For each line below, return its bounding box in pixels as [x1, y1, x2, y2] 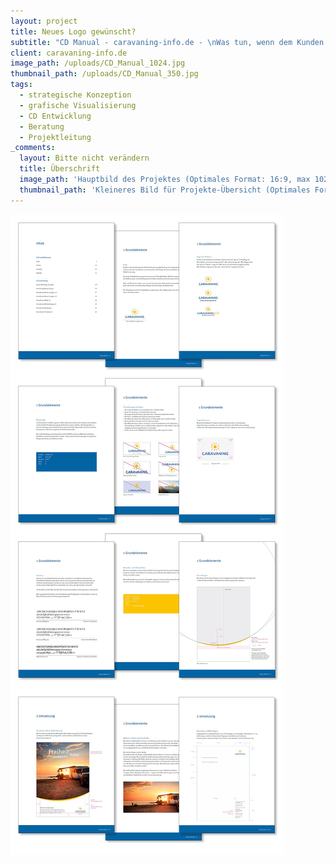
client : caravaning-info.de [10, 48, 128, 58]
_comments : [10, 143, 56, 153]
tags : [10, 80, 33, 90]
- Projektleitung [19, 132, 92, 142]
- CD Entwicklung [19, 111, 92, 121]
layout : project [10, 16, 78, 26]
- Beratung [19, 121, 65, 132]
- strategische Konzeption [19, 90, 132, 100]
